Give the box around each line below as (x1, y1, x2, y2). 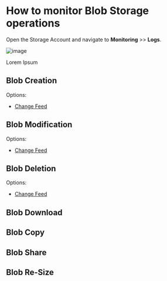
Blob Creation (6, 76, 57, 86)
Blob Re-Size (6, 267, 54, 277)
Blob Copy (6, 228, 45, 238)
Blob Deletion (6, 163, 56, 174)
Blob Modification (6, 120, 73, 130)
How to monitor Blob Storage (6, 4, 149, 18)
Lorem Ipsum (6, 59, 38, 66)
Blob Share (6, 248, 47, 258)
